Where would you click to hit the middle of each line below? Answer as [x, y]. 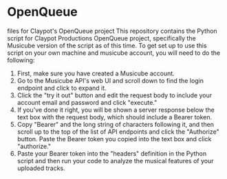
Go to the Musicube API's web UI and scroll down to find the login [110, 80]
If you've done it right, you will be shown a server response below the [116, 110]
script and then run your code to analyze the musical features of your [115, 160]
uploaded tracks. [41, 168]
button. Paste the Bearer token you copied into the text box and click [114, 139]
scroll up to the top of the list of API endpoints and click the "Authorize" [118, 132]
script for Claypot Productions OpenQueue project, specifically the [101, 38]
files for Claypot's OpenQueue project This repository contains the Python [112, 31]
